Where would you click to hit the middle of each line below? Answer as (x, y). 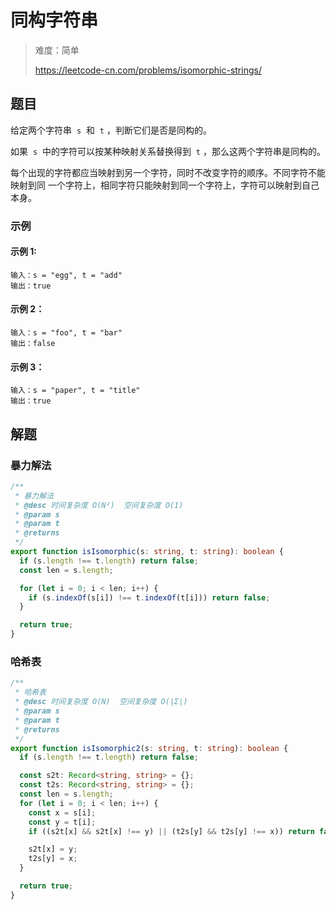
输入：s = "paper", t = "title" (75, 391)
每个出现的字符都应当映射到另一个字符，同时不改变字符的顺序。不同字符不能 (168, 172)
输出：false (33, 344)
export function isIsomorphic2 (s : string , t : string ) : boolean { (149, 748)
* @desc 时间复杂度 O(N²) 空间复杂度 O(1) (99, 505)
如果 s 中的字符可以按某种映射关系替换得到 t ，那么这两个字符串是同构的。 (168, 151)
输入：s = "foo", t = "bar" (66, 333)
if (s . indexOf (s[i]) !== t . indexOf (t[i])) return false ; (149, 597)
